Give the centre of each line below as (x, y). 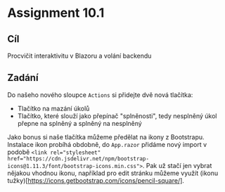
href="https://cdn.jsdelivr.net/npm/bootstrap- (78, 159)
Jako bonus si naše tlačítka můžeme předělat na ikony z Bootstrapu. (106, 137)
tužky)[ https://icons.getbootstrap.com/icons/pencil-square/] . (96, 180)
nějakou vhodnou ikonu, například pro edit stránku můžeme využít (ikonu (113, 173)
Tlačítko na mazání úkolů (53, 108)
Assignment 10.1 (56, 13)
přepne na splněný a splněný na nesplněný (79, 123)
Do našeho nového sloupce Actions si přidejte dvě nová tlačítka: (100, 95)
